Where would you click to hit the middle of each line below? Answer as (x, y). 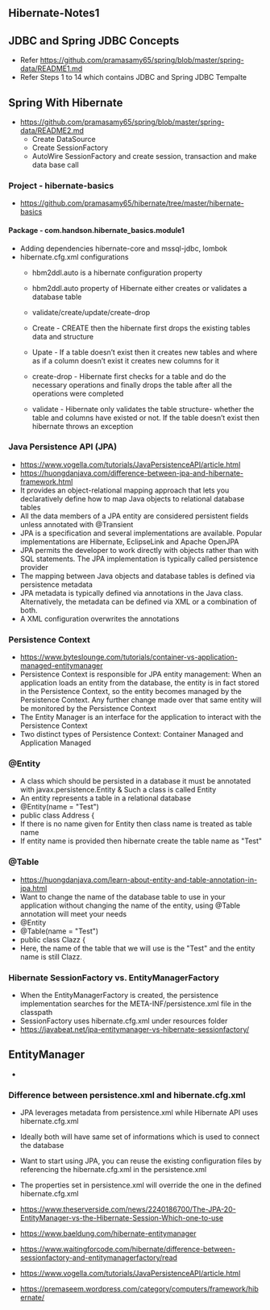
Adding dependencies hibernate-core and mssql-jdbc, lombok (124, 248)
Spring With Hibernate (66, 103)
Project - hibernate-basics (61, 185)
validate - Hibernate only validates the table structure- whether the (143, 409)
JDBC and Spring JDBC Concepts (94, 41)
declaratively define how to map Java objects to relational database (132, 498)
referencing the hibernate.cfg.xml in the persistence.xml (113, 1170)
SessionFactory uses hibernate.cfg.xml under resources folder (124, 1021)
